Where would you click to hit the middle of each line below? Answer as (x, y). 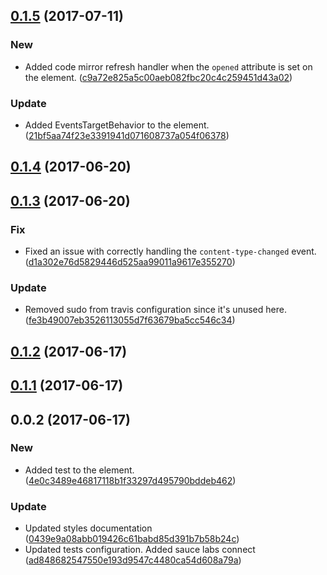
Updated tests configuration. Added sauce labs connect (140, 550)
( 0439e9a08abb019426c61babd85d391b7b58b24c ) (132, 539)
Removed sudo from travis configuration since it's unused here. (155, 310)
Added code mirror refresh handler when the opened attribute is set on (168, 66)
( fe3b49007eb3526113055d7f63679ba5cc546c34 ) (130, 320)
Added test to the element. (79, 470)
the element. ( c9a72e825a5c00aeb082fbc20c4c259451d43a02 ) (158, 77)
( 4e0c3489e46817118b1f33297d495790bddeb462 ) (130, 480)
